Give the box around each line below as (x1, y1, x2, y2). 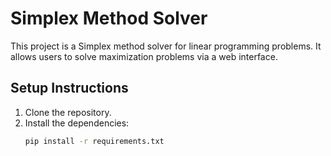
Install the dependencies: (24, 117, 130, 129)
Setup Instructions (10, 80, 129, 97)
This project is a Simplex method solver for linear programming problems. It (10, 40, 322, 52)
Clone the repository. (24, 106, 112, 118)
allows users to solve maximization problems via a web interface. (10, 50, 278, 62)
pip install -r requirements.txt (24, 136, 165, 146)
